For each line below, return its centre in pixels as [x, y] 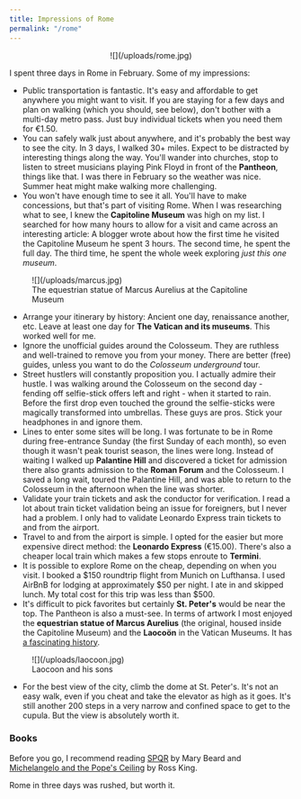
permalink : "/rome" [46, 28]
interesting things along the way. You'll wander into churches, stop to [150, 157]
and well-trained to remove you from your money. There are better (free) [157, 355]
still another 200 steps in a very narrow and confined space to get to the [156, 705]
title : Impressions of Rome [62, 19]
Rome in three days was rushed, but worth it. [92, 785]
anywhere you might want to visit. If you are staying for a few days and [153, 100]
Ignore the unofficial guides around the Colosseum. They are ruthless [150, 345]
